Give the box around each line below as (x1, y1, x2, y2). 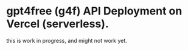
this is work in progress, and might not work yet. (6, 37, 128, 44)
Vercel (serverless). (6, 17, 110, 31)
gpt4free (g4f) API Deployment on (6, 4, 183, 18)
